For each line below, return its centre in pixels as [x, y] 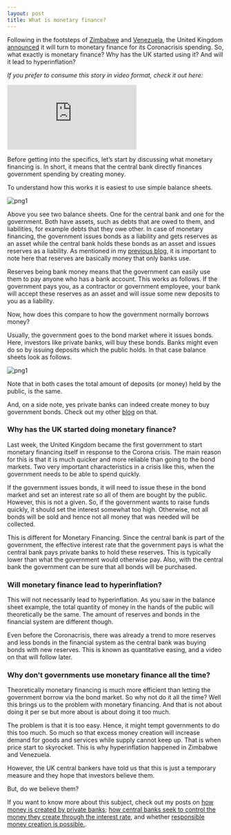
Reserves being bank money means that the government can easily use [109, 271]
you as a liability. [31, 300]
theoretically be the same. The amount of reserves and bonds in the [103, 615]
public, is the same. [35, 391]
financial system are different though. [60, 622]
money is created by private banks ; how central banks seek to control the [111, 809]
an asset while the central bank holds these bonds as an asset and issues [111, 243]
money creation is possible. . [47, 824]
